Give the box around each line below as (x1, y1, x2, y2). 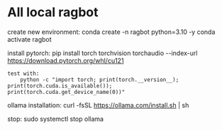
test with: (7, 70, 40, 77)
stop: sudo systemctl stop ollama (7, 114, 104, 123)
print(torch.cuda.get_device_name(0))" (7, 88, 126, 95)
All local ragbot (7, 4, 99, 20)
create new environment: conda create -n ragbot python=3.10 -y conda (7, 28, 216, 36)
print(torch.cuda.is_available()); (7, 82, 113, 89)
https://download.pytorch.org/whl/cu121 (7, 56, 124, 64)
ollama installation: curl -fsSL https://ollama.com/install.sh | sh (7, 100, 189, 110)
